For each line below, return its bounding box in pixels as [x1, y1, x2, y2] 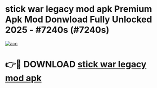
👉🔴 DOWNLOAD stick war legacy [5, 59, 147, 70]
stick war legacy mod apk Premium [5, 3, 153, 15]
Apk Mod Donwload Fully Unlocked [5, 14, 153, 25]
